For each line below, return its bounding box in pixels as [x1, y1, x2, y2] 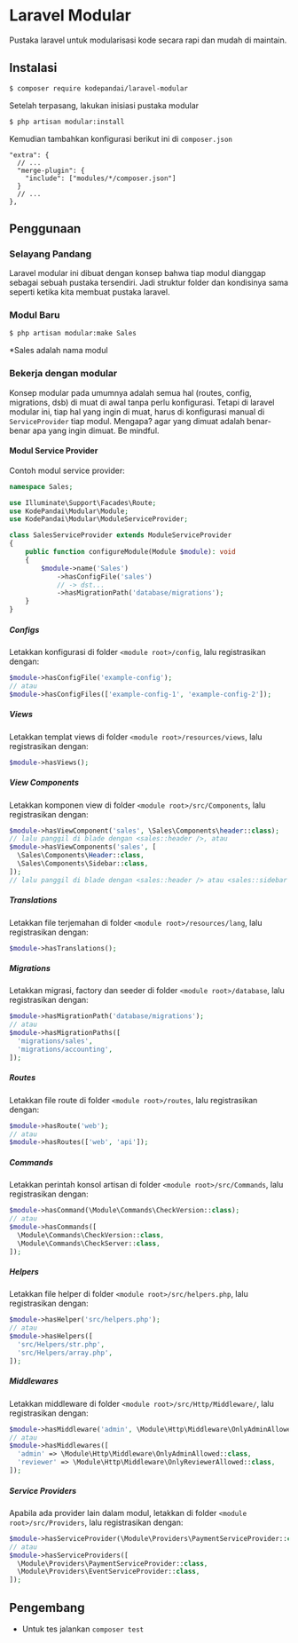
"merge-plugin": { [17, 166, 86, 175]
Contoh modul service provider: [9, 465, 126, 476]
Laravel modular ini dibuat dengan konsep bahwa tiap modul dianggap [9, 268, 266, 279]
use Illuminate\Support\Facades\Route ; [9, 498, 157, 507]
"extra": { [9, 150, 50, 160]
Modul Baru [9, 309, 60, 321]
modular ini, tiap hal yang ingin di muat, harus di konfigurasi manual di [9, 406, 265, 417]
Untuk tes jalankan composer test [21, 1623, 145, 1634]
